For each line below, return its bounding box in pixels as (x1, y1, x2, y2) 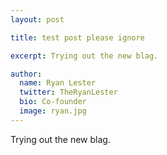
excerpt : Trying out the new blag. (10, 51, 159, 61)
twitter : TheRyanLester (19, 87, 118, 98)
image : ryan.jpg (19, 106, 87, 116)
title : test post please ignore (10, 32, 145, 43)
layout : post (10, 14, 65, 25)
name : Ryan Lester (19, 78, 97, 88)
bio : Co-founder (19, 97, 87, 107)
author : (10, 69, 43, 79)
